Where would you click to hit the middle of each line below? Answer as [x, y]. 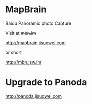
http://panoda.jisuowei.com [33, 96]
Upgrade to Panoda [46, 83]
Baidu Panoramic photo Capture [38, 23]
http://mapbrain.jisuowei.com [36, 42]
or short [13, 52]
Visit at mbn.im [21, 33]
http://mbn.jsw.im [23, 62]
